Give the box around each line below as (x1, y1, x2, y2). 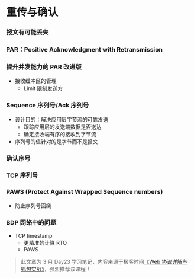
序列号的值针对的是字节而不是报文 (14, 138, 98, 145)
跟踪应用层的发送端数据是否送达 (23, 123, 102, 130)
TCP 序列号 (6, 171, 38, 180)
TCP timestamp (14, 232, 53, 239)
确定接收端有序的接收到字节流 (23, 130, 96, 138)
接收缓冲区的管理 (14, 78, 57, 85)
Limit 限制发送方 (23, 85, 63, 92)
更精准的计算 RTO (23, 239, 67, 247)
